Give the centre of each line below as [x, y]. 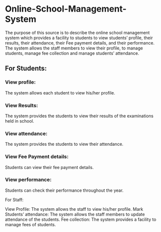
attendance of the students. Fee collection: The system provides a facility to [80, 219]
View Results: [22, 105]
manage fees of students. [30, 224]
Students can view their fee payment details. [49, 167]
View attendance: [26, 133]
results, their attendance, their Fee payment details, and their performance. [80, 43]
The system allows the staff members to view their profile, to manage [74, 48]
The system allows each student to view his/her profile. [60, 93]
